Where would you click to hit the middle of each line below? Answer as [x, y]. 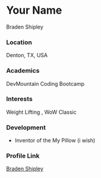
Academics [23, 71]
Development [26, 127]
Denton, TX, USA [27, 55]
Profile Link [23, 156]
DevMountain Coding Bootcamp [45, 83]
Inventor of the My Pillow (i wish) [55, 140]
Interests [19, 99]
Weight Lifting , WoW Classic [41, 112]
